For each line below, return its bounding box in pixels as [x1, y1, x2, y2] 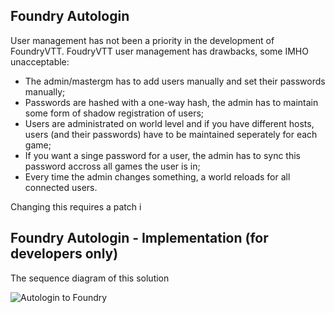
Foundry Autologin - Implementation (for [10, 230, 269, 247]
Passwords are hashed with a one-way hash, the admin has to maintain [24, 96, 319, 108]
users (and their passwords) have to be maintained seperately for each [24, 128, 318, 140]
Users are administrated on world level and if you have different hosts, [24, 117, 315, 129]
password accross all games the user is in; [24, 160, 201, 172]
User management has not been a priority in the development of [10, 34, 275, 46]
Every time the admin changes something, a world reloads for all [24, 170, 291, 183]
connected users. [24, 181, 98, 193]
